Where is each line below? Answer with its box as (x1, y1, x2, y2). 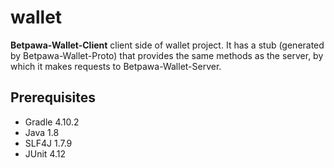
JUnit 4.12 (24, 147, 67, 160)
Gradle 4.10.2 (24, 116, 80, 128)
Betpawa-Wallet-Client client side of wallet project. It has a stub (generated (10, 39, 325, 51)
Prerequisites (10, 89, 96, 106)
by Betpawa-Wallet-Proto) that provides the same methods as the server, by (10, 49, 324, 61)
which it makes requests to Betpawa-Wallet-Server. (10, 60, 222, 72)
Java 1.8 (24, 126, 60, 138)
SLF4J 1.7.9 (24, 137, 73, 149)
